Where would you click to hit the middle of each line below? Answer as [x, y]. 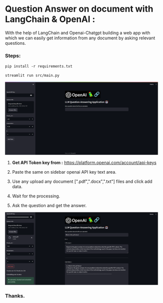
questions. [16, 43]
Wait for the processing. [36, 196]
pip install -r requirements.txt [39, 67]
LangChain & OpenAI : [50, 19]
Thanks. [15, 296]
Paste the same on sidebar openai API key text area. [64, 172]
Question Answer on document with [79, 9]
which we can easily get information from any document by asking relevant [80, 38]
